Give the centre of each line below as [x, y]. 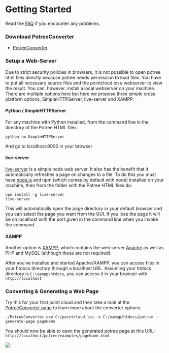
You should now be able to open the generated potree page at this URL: [80, 331]
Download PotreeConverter [40, 37]
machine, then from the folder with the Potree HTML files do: [69, 185]
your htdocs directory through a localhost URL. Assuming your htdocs [78, 269]
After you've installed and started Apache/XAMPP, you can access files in [82, 263]
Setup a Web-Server [31, 61]
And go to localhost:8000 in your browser [49, 146]
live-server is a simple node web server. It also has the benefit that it [77, 169]
